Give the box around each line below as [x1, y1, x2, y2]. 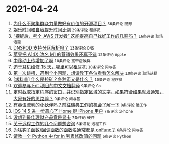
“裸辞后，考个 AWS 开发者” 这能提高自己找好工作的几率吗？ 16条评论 [13, 33, 155, 39]
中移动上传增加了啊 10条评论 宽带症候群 [13, 57, 91, 63]
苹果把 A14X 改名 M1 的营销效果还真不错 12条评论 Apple [13, 51, 127, 57]
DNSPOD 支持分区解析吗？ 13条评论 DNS [13, 44, 94, 51]
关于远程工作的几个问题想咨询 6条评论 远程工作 [13, 120, 107, 126]
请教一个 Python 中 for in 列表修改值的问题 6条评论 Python [13, 133, 131, 139]
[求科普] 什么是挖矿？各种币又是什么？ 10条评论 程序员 [13, 76, 123, 82]
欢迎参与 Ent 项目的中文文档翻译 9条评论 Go [13, 82, 101, 88]
